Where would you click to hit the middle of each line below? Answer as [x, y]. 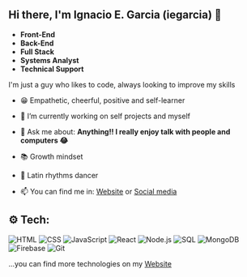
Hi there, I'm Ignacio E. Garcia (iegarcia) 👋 [115, 15]
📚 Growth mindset [51, 156]
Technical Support [52, 69]
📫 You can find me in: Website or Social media [98, 191]
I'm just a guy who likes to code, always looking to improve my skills [122, 84]
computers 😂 [44, 140]
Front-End [37, 34]
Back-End [37, 43]
